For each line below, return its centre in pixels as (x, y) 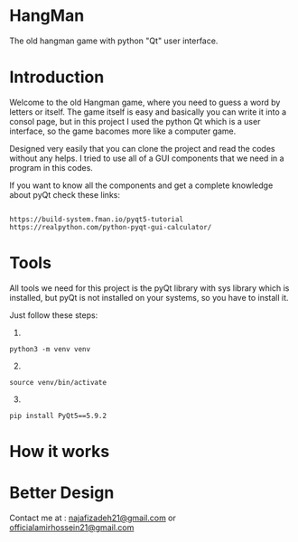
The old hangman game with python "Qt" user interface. (114, 41)
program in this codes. (51, 167)
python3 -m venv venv (50, 349)
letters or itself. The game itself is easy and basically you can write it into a (148, 112)
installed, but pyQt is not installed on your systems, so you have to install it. (149, 297)
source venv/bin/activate (58, 382)
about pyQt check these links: (65, 194)
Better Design (62, 493)
